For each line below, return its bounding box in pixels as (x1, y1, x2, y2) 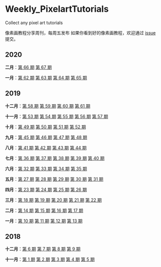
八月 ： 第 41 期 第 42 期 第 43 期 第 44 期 (5, 145, 87, 150)
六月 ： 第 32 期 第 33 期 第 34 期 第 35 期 (5, 166, 87, 172)
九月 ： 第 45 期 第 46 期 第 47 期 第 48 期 (5, 134, 87, 140)
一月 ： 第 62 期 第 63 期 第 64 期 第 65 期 (5, 75, 87, 81)
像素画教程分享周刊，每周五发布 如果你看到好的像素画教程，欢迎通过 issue (5, 30, 156, 35)
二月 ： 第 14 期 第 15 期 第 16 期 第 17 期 (5, 208, 83, 213)
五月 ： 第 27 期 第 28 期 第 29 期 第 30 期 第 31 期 (5, 176, 104, 182)
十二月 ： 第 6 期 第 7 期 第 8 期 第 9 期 (5, 246, 81, 252)
